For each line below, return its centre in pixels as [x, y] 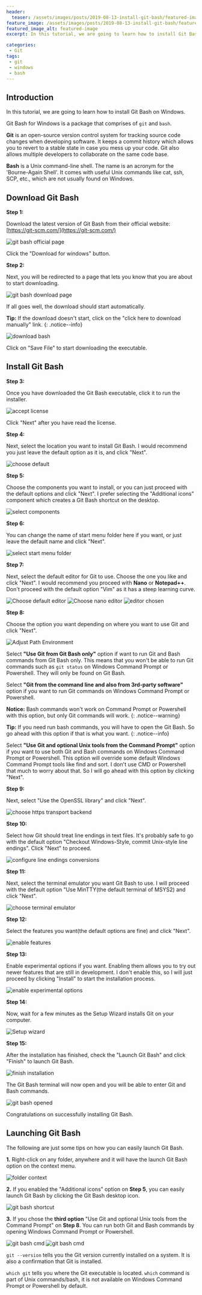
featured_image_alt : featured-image [52, 29]
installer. [17, 399]
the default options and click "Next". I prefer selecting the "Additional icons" [100, 493]
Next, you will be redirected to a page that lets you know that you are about [99, 277]
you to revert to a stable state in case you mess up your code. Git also [93, 148]
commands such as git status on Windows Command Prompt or [87, 666]
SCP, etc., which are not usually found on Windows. [70, 179]
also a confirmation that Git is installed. [54, 1261]
